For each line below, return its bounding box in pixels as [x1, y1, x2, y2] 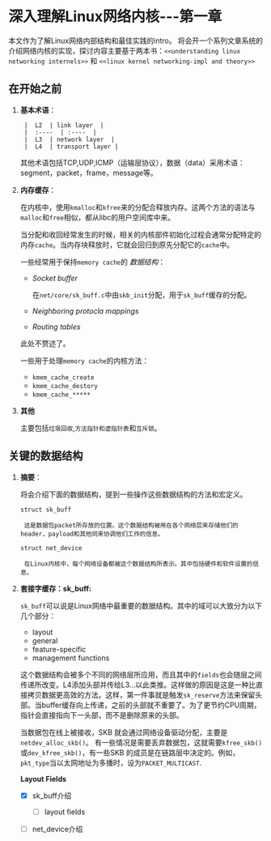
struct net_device [19, 544, 83, 552]
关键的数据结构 [8, 449, 83, 463]
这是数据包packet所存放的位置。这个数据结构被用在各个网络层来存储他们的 [23, 521, 239, 529]
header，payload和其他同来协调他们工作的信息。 [19, 530, 164, 538]
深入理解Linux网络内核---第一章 [8, 7, 222, 26]
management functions [32, 653, 110, 663]
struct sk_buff [19, 506, 72, 514]
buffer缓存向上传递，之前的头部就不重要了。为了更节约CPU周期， [41, 700, 261, 710]
